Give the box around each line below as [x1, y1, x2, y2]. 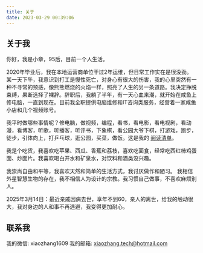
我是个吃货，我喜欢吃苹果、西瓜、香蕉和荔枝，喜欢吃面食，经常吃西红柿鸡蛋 [6, 147, 197, 154]
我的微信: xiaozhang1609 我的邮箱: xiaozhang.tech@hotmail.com [6, 240, 168, 247]
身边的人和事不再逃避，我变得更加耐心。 [27, 203, 128, 211]
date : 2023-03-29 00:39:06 [6, 15, 74, 21]
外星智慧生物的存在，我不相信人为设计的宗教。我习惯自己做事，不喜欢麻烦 [6, 175, 192, 182]
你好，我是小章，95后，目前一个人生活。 [6, 56, 108, 63]
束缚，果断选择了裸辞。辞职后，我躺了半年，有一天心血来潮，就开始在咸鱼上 [6, 91, 197, 99]
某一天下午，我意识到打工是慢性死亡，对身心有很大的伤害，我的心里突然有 [6, 76, 192, 84]
